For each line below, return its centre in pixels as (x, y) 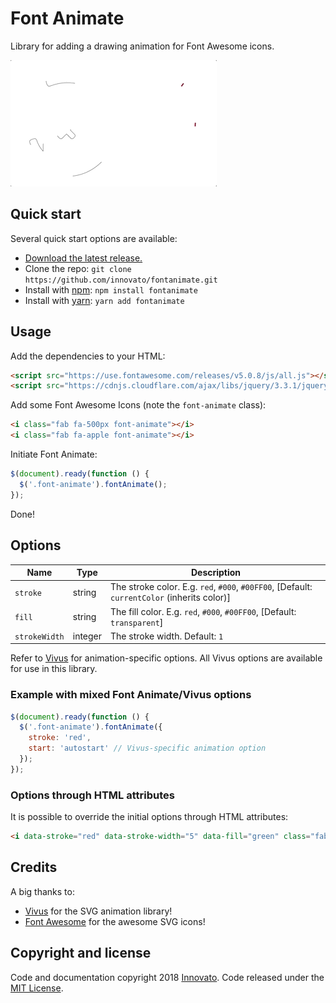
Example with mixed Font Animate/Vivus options (131, 695)
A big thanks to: (42, 891)
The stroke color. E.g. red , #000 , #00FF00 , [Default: (211, 587)
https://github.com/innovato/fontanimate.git (121, 280)
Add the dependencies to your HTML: (88, 356)
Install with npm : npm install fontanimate (111, 289)
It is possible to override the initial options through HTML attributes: (149, 817)
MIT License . (37, 988)
